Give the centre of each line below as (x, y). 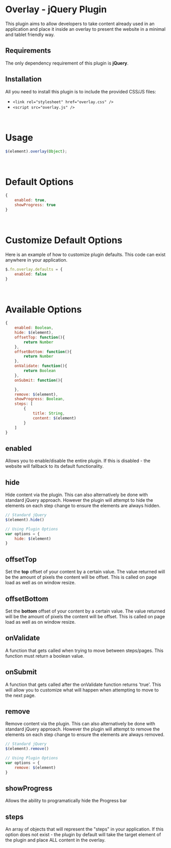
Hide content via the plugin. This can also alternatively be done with (77, 495)
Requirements (28, 51)
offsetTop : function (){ (40, 337)
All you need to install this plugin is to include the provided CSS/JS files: (81, 91)
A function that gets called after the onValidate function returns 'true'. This (83, 684)
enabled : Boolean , (34, 328)
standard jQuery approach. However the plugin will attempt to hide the (79, 500)
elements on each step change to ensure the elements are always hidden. (83, 506)
